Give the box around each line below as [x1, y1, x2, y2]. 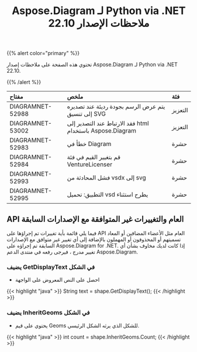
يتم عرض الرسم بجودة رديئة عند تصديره [67, 103, 165, 111]
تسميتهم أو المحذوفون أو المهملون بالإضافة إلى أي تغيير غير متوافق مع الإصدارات [6, 236, 181, 243]
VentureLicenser [67, 160, 113, 168]
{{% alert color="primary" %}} [6, 50, 80, 57]
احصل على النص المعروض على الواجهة [15, 276, 100, 283]
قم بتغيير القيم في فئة [67, 153, 121, 161]
